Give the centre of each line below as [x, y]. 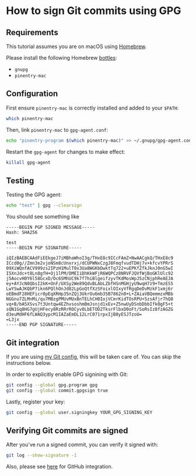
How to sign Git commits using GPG [94, 11]
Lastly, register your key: [36, 402]
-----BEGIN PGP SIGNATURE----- [44, 248]
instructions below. [29, 363]
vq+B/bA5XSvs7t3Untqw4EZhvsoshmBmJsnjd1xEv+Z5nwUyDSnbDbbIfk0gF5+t [90, 304]
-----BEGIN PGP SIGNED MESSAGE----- [50, 227]
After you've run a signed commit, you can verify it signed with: [82, 445]
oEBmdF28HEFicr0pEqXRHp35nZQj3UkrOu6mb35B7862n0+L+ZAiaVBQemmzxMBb [90, 294]
